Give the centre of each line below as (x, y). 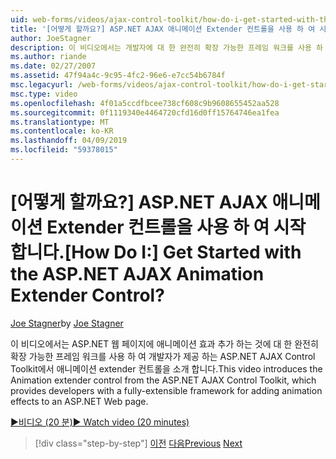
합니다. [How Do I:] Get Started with (156, 252)
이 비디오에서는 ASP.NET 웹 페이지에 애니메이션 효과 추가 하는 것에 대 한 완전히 (164, 343)
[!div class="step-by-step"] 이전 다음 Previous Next (138, 443)
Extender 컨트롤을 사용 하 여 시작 (176, 227)
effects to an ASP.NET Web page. (79, 401)
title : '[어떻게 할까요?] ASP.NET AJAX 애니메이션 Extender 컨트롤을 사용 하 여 (163, 29)
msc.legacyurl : (42, 85)
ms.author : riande (48, 57)
